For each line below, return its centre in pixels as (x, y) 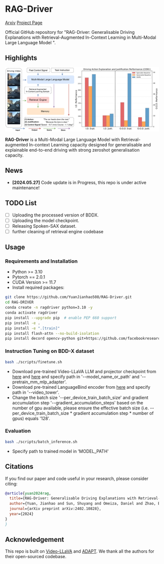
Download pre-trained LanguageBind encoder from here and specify (81, 387)
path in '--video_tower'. (36, 392)
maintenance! (26, 188)
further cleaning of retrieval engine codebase (58, 231)
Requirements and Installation (41, 261)
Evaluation (18, 431)
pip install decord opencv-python (40, 339)
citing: (11, 483)
